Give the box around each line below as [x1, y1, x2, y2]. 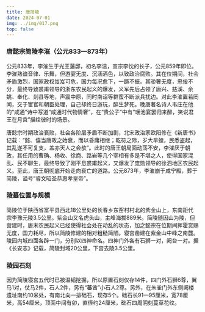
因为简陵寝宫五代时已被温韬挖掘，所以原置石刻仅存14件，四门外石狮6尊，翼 [6, 276, 197, 284]
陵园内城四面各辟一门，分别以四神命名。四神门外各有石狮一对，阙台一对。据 [6, 236, 199, 244]
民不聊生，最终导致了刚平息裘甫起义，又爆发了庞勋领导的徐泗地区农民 [16, 159, 193, 167]
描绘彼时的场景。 [30, 115, 73, 123]
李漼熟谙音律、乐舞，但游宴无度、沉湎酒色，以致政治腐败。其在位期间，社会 [6, 70, 199, 77]
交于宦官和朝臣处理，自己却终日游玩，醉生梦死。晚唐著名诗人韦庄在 [16, 100, 188, 107]
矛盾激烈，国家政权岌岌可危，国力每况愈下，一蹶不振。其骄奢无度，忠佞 [6, 78, 188, 85]
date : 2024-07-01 [6, 15, 51, 21]
